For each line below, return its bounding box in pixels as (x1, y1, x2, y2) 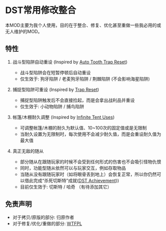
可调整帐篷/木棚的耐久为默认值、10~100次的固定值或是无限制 (20, 125, 147, 131)
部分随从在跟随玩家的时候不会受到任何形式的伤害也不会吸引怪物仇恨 (20, 159, 161, 165)
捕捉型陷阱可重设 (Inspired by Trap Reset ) (12, 86, 100, 92)
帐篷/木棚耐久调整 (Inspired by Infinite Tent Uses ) (12, 114, 115, 120)
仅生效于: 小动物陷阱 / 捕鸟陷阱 (20, 103, 85, 109)
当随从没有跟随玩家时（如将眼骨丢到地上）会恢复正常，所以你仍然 (20, 171, 157, 177)
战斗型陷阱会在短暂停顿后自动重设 (20, 69, 91, 75)
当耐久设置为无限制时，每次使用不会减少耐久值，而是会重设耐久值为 (20, 131, 161, 137)
